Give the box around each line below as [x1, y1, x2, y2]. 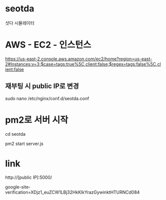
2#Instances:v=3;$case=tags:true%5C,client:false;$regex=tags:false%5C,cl [5, 61, 161, 67]
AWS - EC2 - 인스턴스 [5, 39, 92, 50]
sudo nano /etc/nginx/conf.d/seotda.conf [5, 95, 89, 101]
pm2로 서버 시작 [5, 114, 68, 125]
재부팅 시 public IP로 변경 [5, 82, 79, 91]
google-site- [5, 184, 31, 190]
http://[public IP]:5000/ [5, 174, 53, 180]
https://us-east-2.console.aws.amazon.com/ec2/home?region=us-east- [5, 55, 153, 62]
